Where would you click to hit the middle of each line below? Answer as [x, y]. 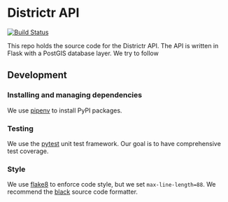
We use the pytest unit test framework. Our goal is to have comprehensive [114, 143]
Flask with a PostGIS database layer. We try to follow [83, 53]
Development [37, 75]
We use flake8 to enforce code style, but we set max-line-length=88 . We [112, 185]
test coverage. [28, 151]
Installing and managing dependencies [74, 95]
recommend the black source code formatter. [73, 192]
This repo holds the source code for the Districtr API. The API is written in [113, 45]
